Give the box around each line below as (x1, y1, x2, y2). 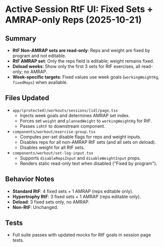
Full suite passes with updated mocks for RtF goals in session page (12, 232, 151, 238)
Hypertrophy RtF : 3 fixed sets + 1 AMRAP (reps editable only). (12, 193, 141, 199)
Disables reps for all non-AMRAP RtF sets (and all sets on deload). (19, 139, 156, 145)
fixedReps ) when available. (12, 79, 68, 85)
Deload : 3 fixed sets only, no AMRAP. (12, 199, 90, 205)
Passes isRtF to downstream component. (19, 123, 105, 129)
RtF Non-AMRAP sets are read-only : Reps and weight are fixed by (12, 48, 150, 53)
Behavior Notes (5, 175, 54, 183)
